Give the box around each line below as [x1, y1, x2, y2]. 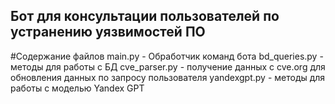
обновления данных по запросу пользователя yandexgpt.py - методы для [10, 71, 326, 83]
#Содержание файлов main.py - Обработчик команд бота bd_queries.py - [10, 50, 324, 62]
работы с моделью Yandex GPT [10, 82, 145, 94]
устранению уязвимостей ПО [10, 24, 206, 41]
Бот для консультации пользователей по [10, 8, 280, 25]
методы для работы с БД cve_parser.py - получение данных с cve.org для [10, 60, 326, 73]
